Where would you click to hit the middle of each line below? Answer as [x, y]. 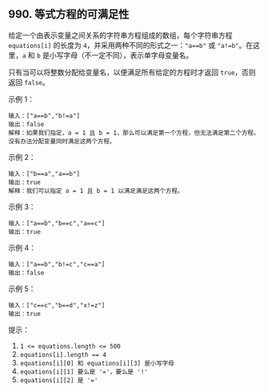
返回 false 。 [29, 82]
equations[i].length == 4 [63, 354]
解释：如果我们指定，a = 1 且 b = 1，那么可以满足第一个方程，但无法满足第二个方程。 [134, 133]
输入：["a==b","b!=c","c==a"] [57, 264]
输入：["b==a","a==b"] [44, 174]
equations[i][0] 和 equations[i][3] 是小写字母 [97, 363]
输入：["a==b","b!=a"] [44, 116]
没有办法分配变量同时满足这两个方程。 [62, 141]
